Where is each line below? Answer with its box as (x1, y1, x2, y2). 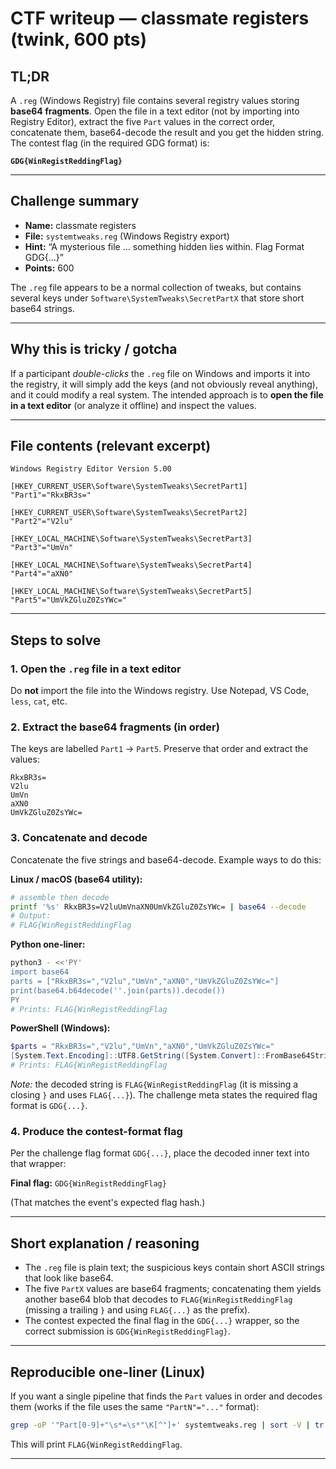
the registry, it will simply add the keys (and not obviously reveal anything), (10, 378, 318, 390)
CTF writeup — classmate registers (10, 7, 310, 30)
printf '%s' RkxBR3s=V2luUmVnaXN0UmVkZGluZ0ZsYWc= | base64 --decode (10, 902, 307, 912)
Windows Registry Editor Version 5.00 (10, 464, 172, 474)
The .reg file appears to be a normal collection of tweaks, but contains (10, 281, 302, 293)
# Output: (10, 911, 52, 921)
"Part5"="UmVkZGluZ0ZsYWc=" (10, 595, 128, 606)
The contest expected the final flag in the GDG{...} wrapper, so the (24, 1315, 300, 1327)
